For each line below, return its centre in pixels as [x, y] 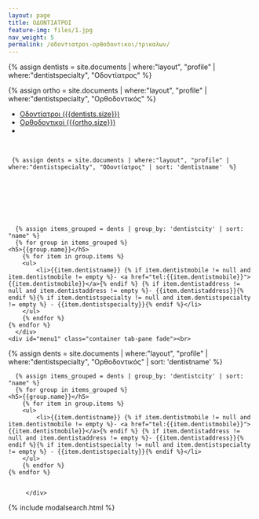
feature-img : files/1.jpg [50, 30]
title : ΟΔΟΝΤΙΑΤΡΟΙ [40, 23]
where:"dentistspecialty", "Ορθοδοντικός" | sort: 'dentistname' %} [116, 362]
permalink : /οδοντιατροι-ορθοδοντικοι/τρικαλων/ [89, 45]
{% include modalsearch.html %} [62, 508]
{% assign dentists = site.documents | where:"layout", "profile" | [112, 67]
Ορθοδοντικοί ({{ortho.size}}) [67, 122]
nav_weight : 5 [31, 37]
